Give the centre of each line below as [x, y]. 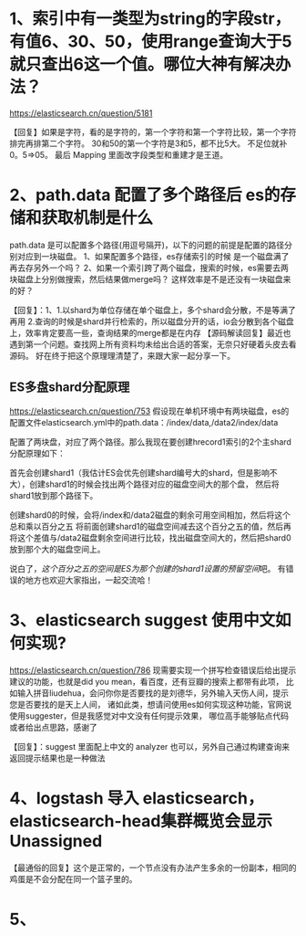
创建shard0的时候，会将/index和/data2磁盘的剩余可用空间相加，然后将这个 [150, 515]
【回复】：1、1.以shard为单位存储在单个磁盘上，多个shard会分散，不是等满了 [153, 310]
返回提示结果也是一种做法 [57, 758]
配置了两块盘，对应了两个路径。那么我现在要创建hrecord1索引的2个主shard [150, 442]
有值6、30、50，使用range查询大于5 [151, 42]
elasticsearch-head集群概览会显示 [141, 820]
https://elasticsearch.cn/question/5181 [81, 113]
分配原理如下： [37, 453]
